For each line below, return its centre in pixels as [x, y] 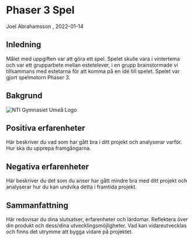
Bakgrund [24, 96]
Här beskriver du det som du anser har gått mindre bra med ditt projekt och [97, 181]
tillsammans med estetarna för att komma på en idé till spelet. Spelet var [93, 71]
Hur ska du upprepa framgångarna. [49, 148]
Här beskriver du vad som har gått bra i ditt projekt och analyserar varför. [94, 142]
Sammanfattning [37, 205]
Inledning [24, 45]
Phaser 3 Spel [40, 10]
